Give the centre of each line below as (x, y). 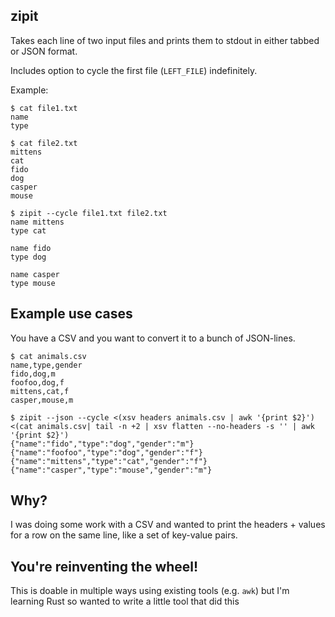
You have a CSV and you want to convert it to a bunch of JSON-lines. (153, 338)
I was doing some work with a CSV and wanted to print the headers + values (168, 525)
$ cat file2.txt (44, 143)
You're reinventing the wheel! (104, 566)
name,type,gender (46, 365)
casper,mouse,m (42, 400)
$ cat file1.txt (44, 108)
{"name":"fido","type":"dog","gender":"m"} (102, 444)
